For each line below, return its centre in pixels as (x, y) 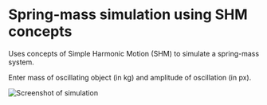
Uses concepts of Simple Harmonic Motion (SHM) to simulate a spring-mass (134, 53)
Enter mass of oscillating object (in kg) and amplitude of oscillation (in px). (130, 77)
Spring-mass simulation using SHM (128, 15)
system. (21, 62)
